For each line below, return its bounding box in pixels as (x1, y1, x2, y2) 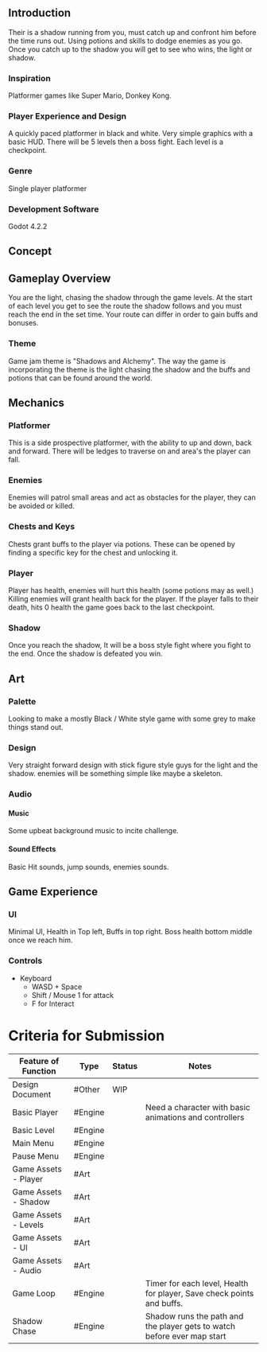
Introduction (8, 6, 72, 20)
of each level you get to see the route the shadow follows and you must (8, 302, 242, 311)
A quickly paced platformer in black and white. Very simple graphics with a (8, 129, 253, 138)
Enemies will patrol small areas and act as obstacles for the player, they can (8, 493, 256, 502)
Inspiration (8, 72, 52, 84)
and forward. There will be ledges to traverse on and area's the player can (8, 446, 251, 456)
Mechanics (8, 395, 65, 409)
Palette (8, 695, 37, 707)
